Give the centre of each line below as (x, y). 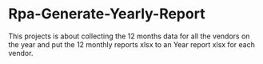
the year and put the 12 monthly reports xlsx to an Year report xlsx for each (132, 44)
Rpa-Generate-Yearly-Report (107, 14)
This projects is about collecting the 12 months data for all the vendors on (129, 36)
